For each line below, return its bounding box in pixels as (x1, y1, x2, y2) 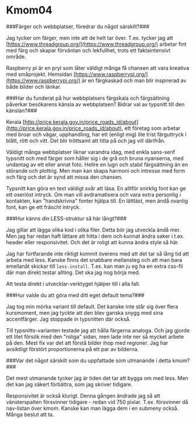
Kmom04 (6, 4, 53, 17)
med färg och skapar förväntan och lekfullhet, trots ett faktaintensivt (6, 46, 171, 53)
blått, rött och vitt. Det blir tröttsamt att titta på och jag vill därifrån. (6, 137, 166, 144)
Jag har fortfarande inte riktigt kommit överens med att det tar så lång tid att (6, 250, 189, 257)
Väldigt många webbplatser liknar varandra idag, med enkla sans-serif (6, 148, 176, 156)
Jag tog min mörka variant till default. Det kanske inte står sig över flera (6, 303, 178, 310)
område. (6, 53, 26, 60)
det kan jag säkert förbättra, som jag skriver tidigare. (6, 381, 133, 388)
